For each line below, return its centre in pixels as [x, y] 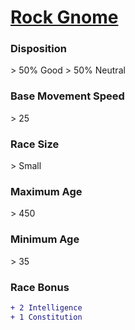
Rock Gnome [64, 17]
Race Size [35, 144]
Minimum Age [45, 239]
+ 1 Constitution [46, 317]
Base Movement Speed [67, 96]
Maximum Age [46, 191]
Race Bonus [40, 287]
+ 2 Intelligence [46, 307]
